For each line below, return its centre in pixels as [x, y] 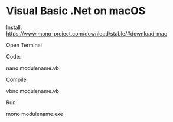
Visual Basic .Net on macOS [76, 11]
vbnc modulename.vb [32, 91]
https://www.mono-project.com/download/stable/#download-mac [86, 33]
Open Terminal [24, 45]
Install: [14, 27]
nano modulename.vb [32, 68]
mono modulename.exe [35, 114]
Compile [16, 79]
